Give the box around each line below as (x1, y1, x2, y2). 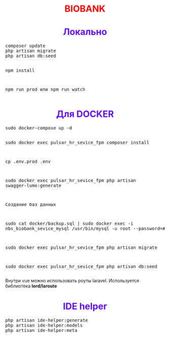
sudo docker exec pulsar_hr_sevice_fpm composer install (5, 140, 150, 146)
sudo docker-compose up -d (5, 125, 72, 131)
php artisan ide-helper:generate (5, 317, 89, 323)
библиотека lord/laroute (5, 283, 57, 289)
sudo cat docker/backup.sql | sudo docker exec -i (5, 221, 134, 227)
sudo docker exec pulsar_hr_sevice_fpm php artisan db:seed (5, 264, 158, 270)
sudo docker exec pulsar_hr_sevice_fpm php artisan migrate (5, 245, 158, 250)
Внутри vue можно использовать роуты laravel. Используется (5, 278, 139, 284)
